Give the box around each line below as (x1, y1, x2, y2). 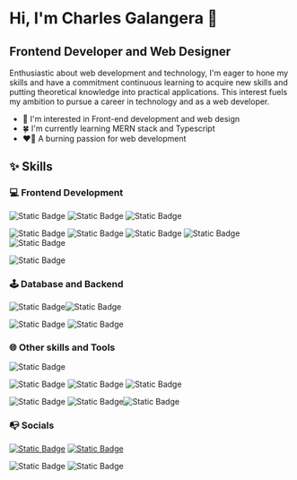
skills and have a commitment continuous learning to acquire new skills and (9, 77, 289, 88)
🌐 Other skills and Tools (9, 341, 116, 353)
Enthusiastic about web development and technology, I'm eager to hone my (9, 67, 289, 78)
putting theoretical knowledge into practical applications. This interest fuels (9, 87, 288, 97)
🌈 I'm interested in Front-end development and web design (22, 114, 240, 124)
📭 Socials (9, 419, 55, 432)
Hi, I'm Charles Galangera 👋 (9, 8, 218, 29)
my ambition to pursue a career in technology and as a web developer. (9, 96, 270, 107)
